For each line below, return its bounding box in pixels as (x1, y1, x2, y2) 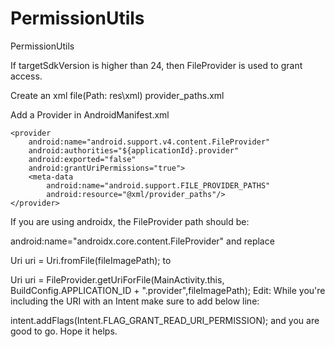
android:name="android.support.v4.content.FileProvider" (28, 137, 271, 147)
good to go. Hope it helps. (10, 325, 118, 337)
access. (10, 70, 43, 82)
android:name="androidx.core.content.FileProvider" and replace (10, 235, 275, 247)
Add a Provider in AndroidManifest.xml (10, 108, 170, 121)
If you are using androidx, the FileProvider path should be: (10, 215, 250, 227)
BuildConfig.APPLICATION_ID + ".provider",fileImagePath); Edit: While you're (10, 284, 326, 296)
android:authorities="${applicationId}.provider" (28, 145, 240, 156)
